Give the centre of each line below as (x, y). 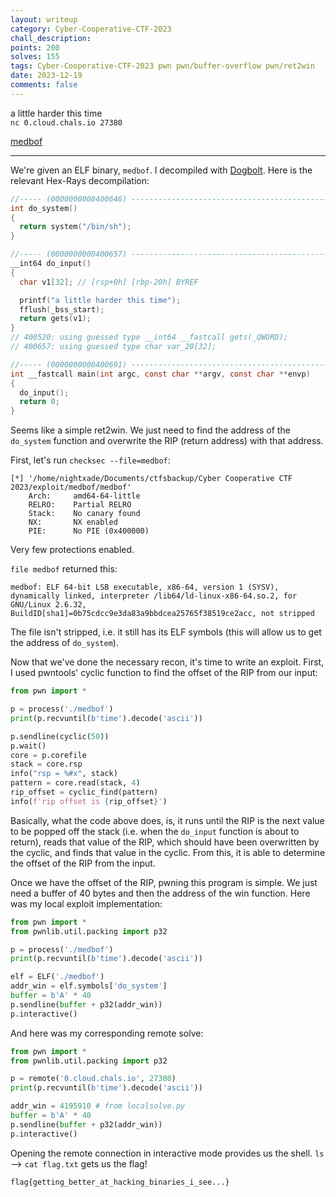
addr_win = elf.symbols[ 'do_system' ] (89, 986)
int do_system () (44, 208)
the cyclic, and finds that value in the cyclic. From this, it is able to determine (168, 852)
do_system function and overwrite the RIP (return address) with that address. (167, 441)
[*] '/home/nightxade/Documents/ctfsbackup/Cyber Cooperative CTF (151, 479)
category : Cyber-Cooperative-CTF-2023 (91, 29)
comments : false (44, 85)
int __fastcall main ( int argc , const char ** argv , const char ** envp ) (160, 374)
